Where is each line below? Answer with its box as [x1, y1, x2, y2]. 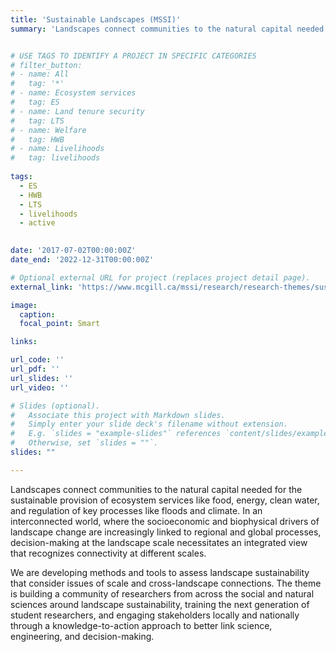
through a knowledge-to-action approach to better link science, [10, 619, 273, 631]
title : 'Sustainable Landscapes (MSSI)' [10, 14, 182, 25]
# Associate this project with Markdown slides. [10, 410, 226, 420]
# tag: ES [10, 97, 60, 107]
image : [10, 300, 38, 310]
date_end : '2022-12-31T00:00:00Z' [10, 255, 155, 265]
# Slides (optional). [10, 401, 101, 411]
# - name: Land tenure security [10, 106, 145, 116]
